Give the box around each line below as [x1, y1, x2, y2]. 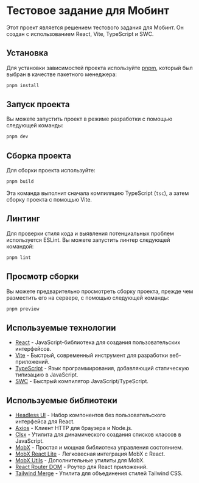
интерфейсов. [15, 345, 52, 353]
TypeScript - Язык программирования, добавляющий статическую [15, 365, 190, 372]
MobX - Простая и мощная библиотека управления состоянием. [15, 444, 184, 451]
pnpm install [6, 82, 40, 88]
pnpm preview [6, 306, 40, 312]
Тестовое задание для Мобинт [6, 4, 170, 18]
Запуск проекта [6, 99, 70, 110]
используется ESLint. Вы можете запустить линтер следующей [6, 236, 170, 244]
